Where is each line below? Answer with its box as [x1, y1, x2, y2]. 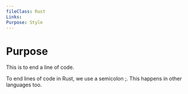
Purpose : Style [6, 19, 43, 25]
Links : [6, 14, 22, 20]
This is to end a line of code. [6, 64, 75, 71]
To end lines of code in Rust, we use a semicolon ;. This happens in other [6, 75, 182, 82]
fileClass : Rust [6, 8, 46, 15]
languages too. [6, 81, 42, 88]
